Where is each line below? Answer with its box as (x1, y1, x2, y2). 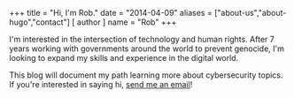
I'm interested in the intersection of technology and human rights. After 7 (9, 34, 275, 44)
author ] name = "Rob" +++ (76, 17, 177, 27)
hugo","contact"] (9, 17, 71, 27)
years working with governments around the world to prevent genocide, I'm (9, 43, 285, 54)
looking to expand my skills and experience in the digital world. (9, 53, 239, 63)
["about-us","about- (213, 8, 287, 18)
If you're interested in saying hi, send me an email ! (9, 79, 193, 89)
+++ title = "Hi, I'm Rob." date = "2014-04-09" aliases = (9, 8, 213, 18)
